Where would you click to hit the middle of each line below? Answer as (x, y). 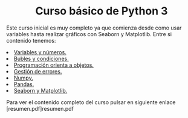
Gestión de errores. (38, 71)
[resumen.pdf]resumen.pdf (40, 108)
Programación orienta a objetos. (54, 65)
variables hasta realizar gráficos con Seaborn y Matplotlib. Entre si (89, 34)
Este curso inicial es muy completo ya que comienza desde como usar (94, 28)
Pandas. (24, 84)
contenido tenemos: (31, 40)
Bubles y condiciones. (41, 58)
